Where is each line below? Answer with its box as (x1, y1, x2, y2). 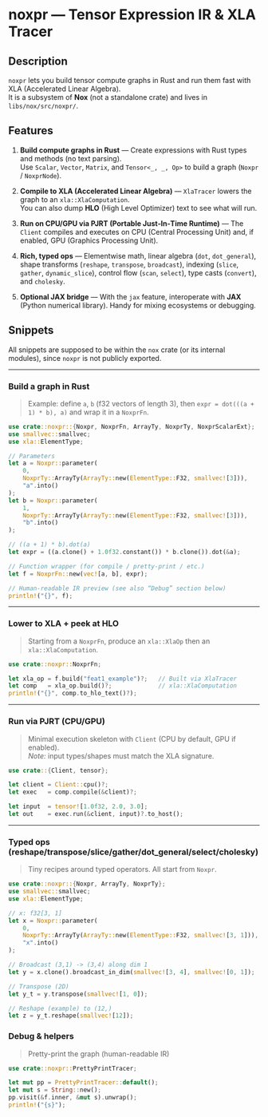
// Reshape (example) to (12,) (8, 1004, 112, 1012)
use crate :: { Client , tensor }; (8, 766, 109, 774)
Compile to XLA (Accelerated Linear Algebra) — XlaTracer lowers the (19, 186, 252, 196)
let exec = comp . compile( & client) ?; (8, 788, 137, 796)
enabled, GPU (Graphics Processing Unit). (19, 236, 159, 245)
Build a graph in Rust (8, 381, 90, 392)
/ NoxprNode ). (19, 170, 62, 180)
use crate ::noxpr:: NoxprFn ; (8, 660, 102, 668)
